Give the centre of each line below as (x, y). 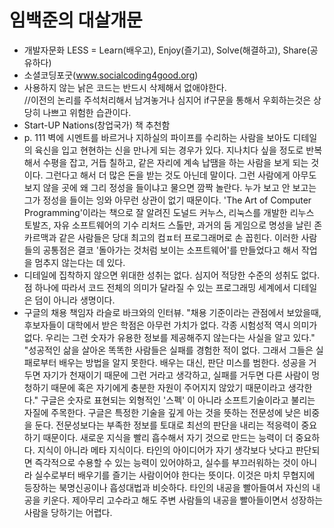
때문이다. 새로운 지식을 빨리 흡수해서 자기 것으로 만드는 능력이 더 (168, 437)
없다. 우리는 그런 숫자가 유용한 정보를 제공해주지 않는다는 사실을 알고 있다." (169, 337)
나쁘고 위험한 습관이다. (87, 112)
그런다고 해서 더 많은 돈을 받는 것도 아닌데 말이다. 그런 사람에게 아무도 (181, 175)
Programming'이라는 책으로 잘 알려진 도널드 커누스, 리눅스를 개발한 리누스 (169, 212)
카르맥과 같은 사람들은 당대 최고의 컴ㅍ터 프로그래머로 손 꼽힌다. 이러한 (161, 237)
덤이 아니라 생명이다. (75, 300)
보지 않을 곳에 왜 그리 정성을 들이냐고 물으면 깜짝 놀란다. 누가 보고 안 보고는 (170, 187)
